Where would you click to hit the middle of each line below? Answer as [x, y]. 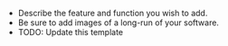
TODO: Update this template [71, 32]
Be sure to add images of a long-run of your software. [119, 23]
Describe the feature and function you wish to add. [113, 13]
